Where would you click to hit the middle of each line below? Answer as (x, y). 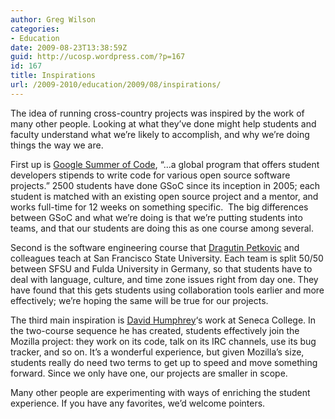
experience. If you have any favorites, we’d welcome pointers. (138, 403)
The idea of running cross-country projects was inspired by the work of (157, 113)
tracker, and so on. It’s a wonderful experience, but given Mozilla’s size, (157, 352)
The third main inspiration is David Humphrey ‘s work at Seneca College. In (163, 320)
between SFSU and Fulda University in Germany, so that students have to (161, 268)
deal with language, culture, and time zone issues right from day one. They (164, 279)
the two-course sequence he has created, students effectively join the (155, 330)
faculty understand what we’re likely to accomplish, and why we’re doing (160, 134)
